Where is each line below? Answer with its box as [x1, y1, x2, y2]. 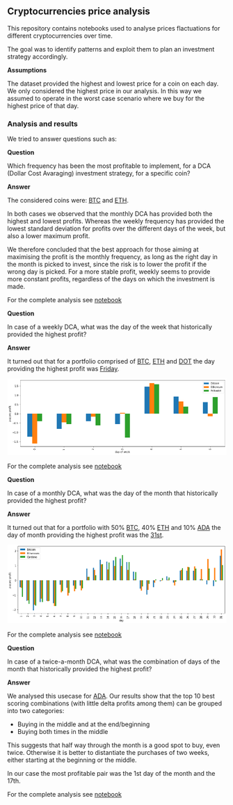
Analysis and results [7, 118, 78, 128]
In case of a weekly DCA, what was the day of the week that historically [7, 323, 212, 331]
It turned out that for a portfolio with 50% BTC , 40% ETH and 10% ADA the [7, 524, 221, 532]
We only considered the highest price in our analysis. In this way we [7, 86, 202, 95]
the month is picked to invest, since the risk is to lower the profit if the [7, 260, 207, 269]
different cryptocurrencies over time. [7, 31, 113, 40]
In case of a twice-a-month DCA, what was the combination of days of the [7, 657, 220, 666]
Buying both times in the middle [17, 728, 109, 736]
